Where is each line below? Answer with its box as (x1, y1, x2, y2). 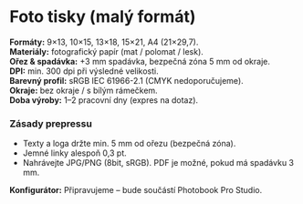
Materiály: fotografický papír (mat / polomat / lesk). (9, 46, 204, 56)
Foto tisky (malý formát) (9, 6, 196, 27)
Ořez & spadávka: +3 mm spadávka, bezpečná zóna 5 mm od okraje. (9, 56, 271, 66)
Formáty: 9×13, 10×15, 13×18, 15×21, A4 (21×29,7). (9, 36, 199, 47)
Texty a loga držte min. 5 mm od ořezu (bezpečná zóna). (22, 138, 236, 149)
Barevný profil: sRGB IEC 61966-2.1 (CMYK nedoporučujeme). (9, 75, 244, 86)
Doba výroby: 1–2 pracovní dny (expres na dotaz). (9, 94, 199, 106)
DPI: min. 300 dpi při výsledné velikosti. (9, 66, 159, 76)
